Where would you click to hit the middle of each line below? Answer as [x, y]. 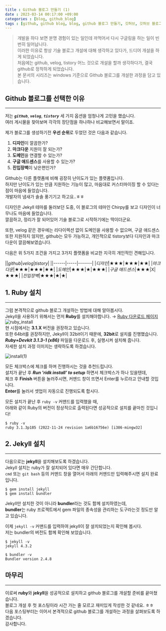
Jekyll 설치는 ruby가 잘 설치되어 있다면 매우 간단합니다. [59, 468]
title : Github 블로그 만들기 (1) [38, 10]
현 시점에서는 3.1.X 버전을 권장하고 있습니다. [48, 328]
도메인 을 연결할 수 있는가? [37, 156]
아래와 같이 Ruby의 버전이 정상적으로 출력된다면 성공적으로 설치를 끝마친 [75, 407]
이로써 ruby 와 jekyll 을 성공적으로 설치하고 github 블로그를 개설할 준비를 [75, 592]
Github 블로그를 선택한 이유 [45, 99]
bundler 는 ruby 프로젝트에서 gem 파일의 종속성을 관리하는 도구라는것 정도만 [79, 510]
